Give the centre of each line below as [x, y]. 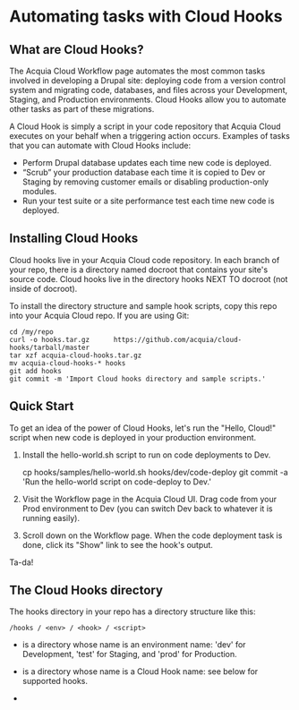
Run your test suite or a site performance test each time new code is [148, 201]
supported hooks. [55, 681]
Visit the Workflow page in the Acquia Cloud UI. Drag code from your [149, 499]
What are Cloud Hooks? [77, 50]
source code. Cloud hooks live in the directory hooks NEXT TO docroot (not [149, 278]
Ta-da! [21, 562]
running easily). [51, 518]
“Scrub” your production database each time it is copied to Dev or [144, 172]
